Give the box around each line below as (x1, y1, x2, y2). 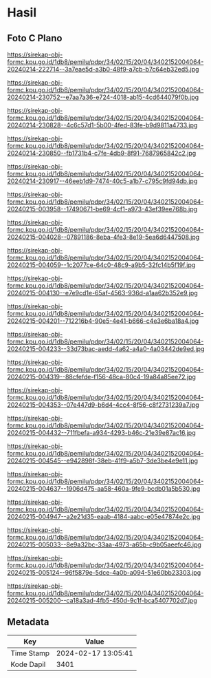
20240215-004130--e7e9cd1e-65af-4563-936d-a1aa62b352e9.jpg (7, 289, 198, 297)
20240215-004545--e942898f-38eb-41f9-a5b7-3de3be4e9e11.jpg (7, 456, 198, 465)
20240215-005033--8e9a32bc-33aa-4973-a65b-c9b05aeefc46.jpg (7, 540, 201, 549)
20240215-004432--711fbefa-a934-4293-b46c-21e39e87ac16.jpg (7, 429, 196, 436)
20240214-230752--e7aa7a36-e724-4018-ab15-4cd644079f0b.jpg (7, 93, 199, 101)
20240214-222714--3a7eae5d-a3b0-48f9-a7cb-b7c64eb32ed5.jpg (7, 65, 199, 73)
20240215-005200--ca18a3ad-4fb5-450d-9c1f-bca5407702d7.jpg (7, 597, 197, 604)
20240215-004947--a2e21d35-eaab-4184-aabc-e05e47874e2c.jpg (7, 513, 201, 520)
